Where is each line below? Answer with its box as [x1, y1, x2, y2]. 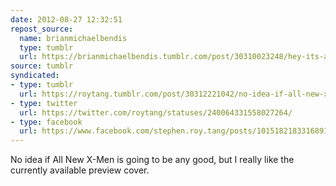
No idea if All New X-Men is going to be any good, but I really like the [10, 154, 295, 166]
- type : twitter [10, 98, 78, 108]
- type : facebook [10, 117, 83, 127]
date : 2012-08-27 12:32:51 [10, 14, 123, 25]
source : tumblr [10, 61, 74, 71]
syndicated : [10, 71, 60, 81]
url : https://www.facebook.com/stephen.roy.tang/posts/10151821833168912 [19, 126, 333, 136]
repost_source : [10, 24, 74, 34]
